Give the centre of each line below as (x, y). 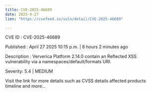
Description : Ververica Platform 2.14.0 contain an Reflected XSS (71, 56)
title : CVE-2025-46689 (29, 10)
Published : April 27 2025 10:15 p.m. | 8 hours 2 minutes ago (67, 47)
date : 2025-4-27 (22, 14)
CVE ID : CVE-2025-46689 (33, 37)
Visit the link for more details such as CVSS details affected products (75, 81)
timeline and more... (26, 86)
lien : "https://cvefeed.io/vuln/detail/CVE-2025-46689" (64, 19)
